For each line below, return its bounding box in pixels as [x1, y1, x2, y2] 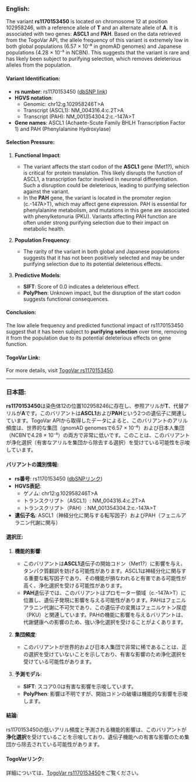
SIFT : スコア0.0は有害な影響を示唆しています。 [23, 682, 137, 690]
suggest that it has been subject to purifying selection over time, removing [6, 328, 187, 335]
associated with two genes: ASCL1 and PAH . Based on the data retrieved [6, 30, 181, 37]
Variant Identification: [6, 75, 61, 82]
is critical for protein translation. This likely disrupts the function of [23, 169, 183, 176]
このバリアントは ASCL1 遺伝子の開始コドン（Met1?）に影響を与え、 [23, 560, 186, 567]
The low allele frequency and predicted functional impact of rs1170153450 [6, 321, 184, 329]
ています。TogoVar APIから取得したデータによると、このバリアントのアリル [6, 417, 188, 424]
